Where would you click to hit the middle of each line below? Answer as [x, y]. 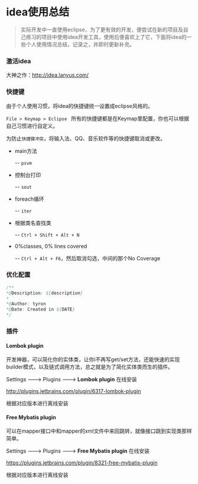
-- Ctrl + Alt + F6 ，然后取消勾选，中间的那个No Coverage [87, 258]
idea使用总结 [38, 12]
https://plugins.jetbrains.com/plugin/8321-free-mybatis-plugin [82, 463]
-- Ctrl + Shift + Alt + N [47, 234]
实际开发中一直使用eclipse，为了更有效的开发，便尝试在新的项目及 [102, 30]
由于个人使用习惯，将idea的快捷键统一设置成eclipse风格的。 [80, 106]
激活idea [19, 61]
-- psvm [23, 162]
